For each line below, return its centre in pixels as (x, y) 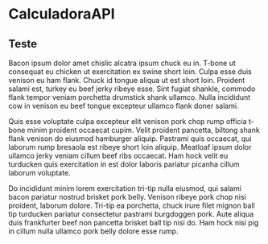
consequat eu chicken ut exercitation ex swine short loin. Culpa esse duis (130, 72)
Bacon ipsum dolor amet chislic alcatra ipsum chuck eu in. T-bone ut (122, 63)
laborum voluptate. (39, 173)
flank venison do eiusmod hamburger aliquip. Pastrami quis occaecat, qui (130, 139)
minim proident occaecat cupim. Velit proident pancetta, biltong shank (143, 130)
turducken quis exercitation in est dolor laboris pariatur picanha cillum (124, 164)
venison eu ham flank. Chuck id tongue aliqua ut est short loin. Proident (127, 80)
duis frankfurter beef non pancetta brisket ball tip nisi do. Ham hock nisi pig (134, 223)
